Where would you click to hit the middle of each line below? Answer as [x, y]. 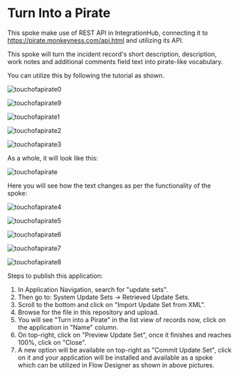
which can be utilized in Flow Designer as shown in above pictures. [116, 365]
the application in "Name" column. [68, 327]
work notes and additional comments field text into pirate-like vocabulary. [115, 61]
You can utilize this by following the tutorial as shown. [86, 75]
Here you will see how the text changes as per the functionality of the [109, 186]
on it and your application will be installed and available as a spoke [115, 358]
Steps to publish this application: [55, 276]
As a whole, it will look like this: [53, 158]
